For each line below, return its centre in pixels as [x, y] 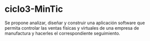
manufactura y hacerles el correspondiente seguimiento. [62, 33]
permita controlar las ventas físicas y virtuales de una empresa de [72, 28]
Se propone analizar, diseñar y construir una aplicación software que [75, 23]
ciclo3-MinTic [34, 9]
